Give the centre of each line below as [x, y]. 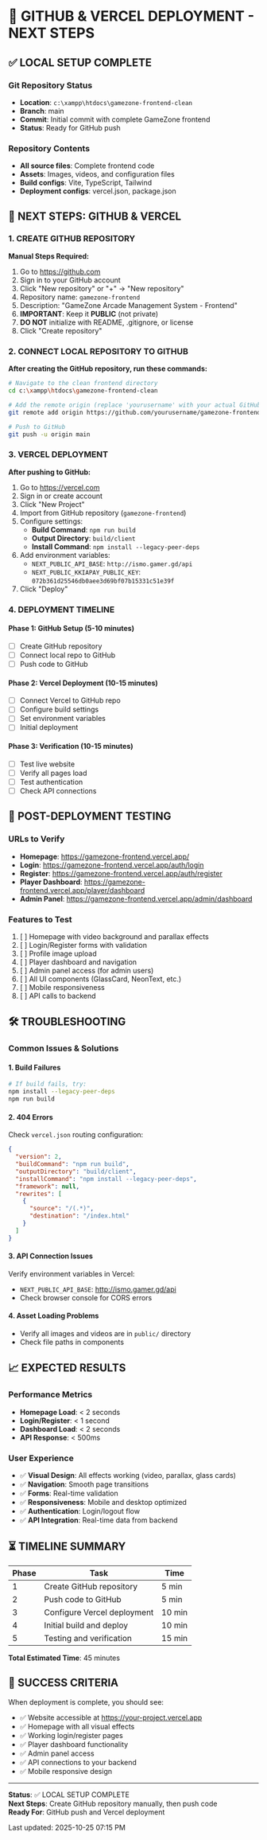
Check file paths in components [72, 1342]
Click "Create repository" [61, 330]
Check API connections [58, 790]
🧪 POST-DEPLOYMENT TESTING [90, 816]
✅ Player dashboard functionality [74, 1744]
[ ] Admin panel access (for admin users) [87, 970]
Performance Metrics [50, 1394]
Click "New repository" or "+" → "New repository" [102, 288]
